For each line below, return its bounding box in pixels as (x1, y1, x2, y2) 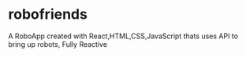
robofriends (8, 5, 88, 23)
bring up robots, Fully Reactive (8, 39, 108, 48)
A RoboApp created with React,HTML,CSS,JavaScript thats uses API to (8, 31, 239, 41)
